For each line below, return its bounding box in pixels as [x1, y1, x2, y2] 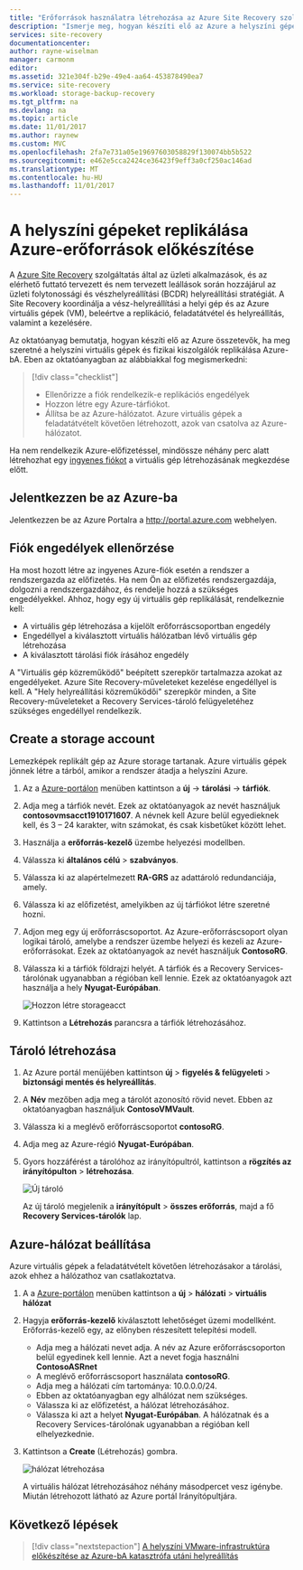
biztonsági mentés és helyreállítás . [22, 1076, 157, 1087]
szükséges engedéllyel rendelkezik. [9, 705, 142, 716]
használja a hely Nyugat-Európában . [22, 982, 161, 992]
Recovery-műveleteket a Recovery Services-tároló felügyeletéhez [9, 695, 254, 706]
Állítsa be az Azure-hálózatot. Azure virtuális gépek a [44, 409, 243, 419]
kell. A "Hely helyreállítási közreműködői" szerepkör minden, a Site [9, 686, 257, 697]
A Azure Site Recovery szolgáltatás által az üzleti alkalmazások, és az [9, 269, 268, 280]
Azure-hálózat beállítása [9, 1236, 151, 1252]
